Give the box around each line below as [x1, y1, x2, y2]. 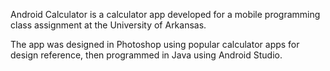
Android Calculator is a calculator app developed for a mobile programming [10, 9, 321, 20]
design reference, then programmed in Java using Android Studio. [10, 49, 283, 61]
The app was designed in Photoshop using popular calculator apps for [10, 39, 300, 50]
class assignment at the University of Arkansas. [10, 19, 207, 31]
